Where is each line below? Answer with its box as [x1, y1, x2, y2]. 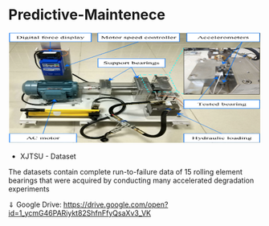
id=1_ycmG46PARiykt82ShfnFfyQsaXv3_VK [8, 208, 151, 218]
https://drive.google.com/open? [63, 199, 169, 209]
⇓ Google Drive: [8, 199, 62, 209]
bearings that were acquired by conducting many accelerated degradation [8, 175, 255, 185]
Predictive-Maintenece [8, 6, 166, 24]
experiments [8, 183, 50, 194]
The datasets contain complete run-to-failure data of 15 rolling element [8, 166, 243, 176]
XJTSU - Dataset [19, 151, 76, 161]
